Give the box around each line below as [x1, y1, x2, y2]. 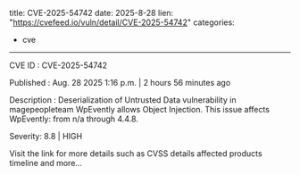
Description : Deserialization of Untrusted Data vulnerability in [9, 95, 237, 105]
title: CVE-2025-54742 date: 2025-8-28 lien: [9, 8, 174, 18]
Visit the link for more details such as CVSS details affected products [9, 148, 262, 159]
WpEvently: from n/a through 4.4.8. [9, 113, 138, 124]
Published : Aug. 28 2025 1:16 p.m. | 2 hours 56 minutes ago [9, 78, 231, 87]
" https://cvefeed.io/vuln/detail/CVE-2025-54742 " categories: [9, 17, 235, 28]
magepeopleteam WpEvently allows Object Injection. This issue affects [9, 104, 271, 114]
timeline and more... [9, 158, 83, 168]
